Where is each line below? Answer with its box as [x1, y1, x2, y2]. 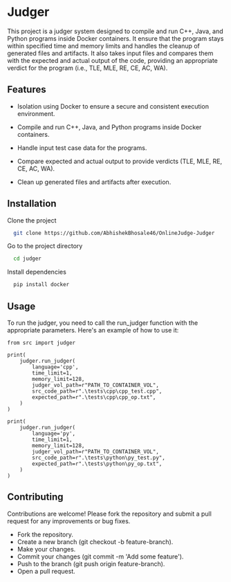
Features [7, 84, 46, 95]
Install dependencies [7, 267, 67, 276]
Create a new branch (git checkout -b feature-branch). [17, 537, 174, 546]
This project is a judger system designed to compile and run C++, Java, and [7, 27, 223, 35]
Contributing [7, 491, 64, 503]
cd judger [13, 255, 41, 263]
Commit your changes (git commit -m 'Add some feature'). [17, 552, 184, 561]
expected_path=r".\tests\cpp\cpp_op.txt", [32, 394, 156, 401]
